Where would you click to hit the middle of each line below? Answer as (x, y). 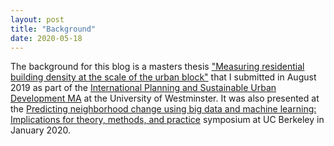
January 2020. (40, 130)
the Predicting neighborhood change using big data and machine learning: (163, 109)
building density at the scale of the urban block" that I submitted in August (163, 77)
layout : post (37, 19)
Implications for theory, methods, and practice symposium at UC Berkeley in (167, 120)
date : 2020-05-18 (46, 38)
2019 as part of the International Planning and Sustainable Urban (143, 88)
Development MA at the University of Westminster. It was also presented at (165, 98)
